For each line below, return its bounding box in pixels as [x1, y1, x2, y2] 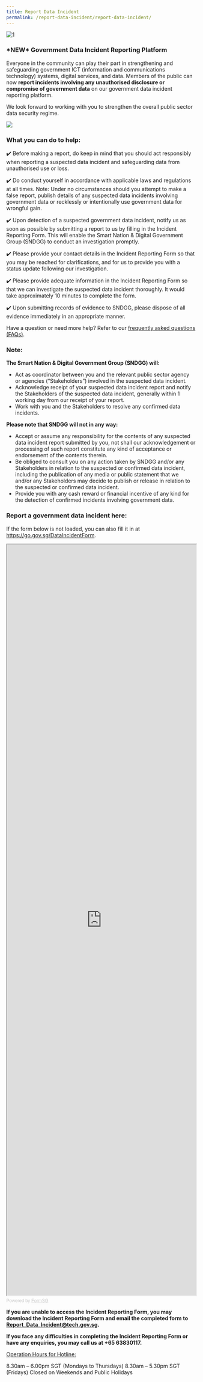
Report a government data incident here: [6, 511, 127, 520]
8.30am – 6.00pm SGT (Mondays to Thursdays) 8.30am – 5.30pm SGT [6, 1362, 180, 1369]
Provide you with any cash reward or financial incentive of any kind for [14, 490, 190, 498]
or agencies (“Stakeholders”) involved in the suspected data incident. [14, 377, 187, 385]
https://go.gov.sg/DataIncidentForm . [6, 531, 96, 538]
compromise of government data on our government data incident [6, 85, 173, 92]
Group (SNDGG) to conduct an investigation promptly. [6, 238, 139, 245]
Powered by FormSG [6, 1297, 49, 1304]
